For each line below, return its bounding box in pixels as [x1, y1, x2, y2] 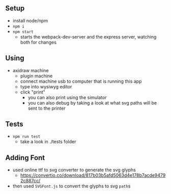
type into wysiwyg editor [20, 83, 72, 89]
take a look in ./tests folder [20, 139, 76, 145]
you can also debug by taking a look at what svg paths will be [27, 100, 157, 106]
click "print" [20, 89, 46, 95]
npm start [12, 29, 34, 35]
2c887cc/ [20, 178, 41, 184]
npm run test [12, 134, 41, 139]
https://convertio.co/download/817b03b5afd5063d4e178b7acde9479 [20, 172, 166, 178]
